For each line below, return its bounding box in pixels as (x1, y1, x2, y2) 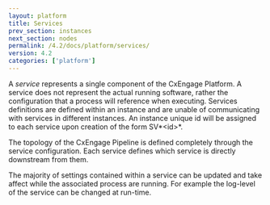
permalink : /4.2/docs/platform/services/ (8, 42, 150, 50)
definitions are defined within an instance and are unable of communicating (8, 104, 260, 114)
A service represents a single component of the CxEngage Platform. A (8, 78, 243, 89)
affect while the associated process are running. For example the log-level (8, 178, 256, 188)
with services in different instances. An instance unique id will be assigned (8, 113, 257, 123)
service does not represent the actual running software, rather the (8, 87, 229, 97)
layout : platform (8, 11, 67, 20)
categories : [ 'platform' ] (8, 57, 95, 65)
